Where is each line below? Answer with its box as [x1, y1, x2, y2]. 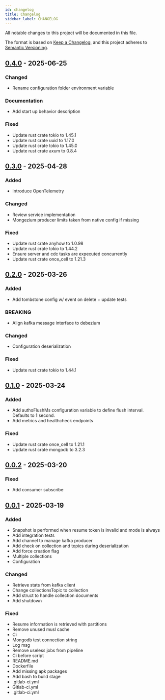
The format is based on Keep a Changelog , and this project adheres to [5, 39, 147, 45]
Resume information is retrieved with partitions [12, 621, 107, 627]
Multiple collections [12, 553, 52, 559]
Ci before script [12, 653, 44, 659]
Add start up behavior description [12, 109, 81, 114]
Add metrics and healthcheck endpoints [12, 418, 93, 424]
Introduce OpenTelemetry [12, 188, 64, 194]
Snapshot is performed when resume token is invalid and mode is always [12, 527, 160, 533]
